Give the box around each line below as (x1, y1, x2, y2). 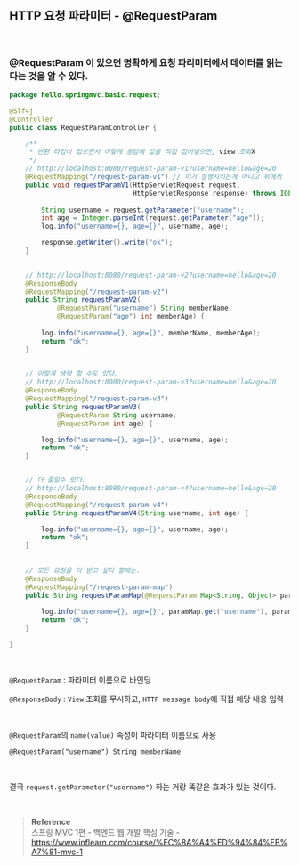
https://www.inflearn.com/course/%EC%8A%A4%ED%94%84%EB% (30, 837, 288, 847)
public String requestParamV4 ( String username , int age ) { (25, 508, 249, 518)
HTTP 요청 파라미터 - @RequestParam (9, 8, 218, 24)
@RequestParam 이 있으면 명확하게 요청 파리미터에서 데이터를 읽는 (9, 56, 283, 69)
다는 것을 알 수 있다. (9, 69, 89, 82)
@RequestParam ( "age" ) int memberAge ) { (56, 312, 205, 321)
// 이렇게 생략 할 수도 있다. (25, 369, 118, 378)
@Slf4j (9, 106, 34, 116)
